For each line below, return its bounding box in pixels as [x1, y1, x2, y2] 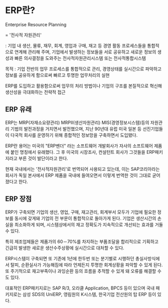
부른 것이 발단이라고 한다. [18, 155, 69, 161]
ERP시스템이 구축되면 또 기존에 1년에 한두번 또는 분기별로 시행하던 [5, 255, 134, 261]
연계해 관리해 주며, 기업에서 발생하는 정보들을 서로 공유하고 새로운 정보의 [14, 49, 156, 55]
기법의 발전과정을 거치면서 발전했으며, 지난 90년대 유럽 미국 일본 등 [10, 126, 142, 132]
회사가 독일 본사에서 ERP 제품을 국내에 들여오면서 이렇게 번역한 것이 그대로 [5, 172, 151, 178]
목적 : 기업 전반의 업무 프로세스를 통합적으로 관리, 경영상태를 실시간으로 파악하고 [5, 66, 162, 72]
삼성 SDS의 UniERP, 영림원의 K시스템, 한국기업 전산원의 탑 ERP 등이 [22, 291, 156, 297]
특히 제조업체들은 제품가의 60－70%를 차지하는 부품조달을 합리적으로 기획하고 [5, 238, 159, 244]
